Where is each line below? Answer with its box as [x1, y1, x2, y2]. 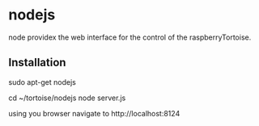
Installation [8, 56, 66, 69]
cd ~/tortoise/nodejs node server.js [8, 93, 126, 103]
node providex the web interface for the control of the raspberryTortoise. [8, 32, 252, 42]
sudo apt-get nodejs [8, 77, 77, 86]
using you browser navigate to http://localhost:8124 [8, 108, 180, 118]
